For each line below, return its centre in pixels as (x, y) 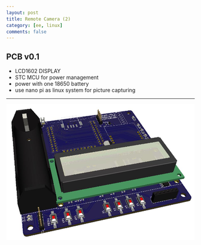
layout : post (22, 13)
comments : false (26, 32)
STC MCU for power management (57, 77)
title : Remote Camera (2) (38, 19)
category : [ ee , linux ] (34, 25)
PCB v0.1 (23, 57)
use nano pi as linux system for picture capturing (75, 90)
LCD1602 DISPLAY (38, 71)
